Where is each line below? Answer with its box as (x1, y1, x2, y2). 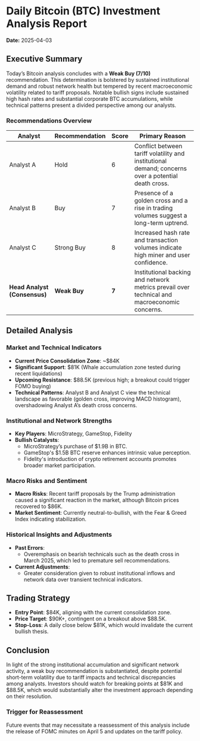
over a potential (134, 172, 178, 180)
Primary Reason (139, 132, 186, 140)
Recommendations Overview (6, 116, 92, 125)
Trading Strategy (6, 593, 70, 604)
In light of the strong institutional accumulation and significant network (6, 661, 180, 668)
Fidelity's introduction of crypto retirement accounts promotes (23, 456, 177, 463)
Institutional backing (134, 268, 191, 276)
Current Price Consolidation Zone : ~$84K (14, 357, 120, 364)
